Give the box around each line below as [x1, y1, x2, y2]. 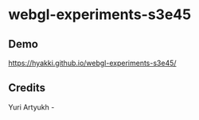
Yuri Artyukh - [8, 102, 55, 112]
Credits [8, 81, 46, 95]
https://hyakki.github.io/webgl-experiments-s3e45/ [8, 58, 177, 68]
